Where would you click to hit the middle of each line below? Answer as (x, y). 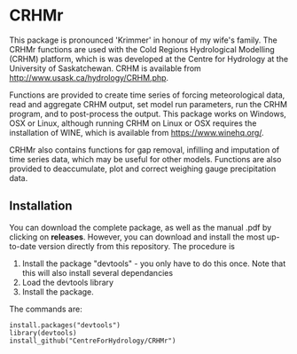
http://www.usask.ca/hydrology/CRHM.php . (89, 77)
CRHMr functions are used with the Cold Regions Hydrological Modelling (142, 49)
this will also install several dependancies (98, 272)
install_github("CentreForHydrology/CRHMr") (93, 341)
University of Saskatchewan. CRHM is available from (105, 68)
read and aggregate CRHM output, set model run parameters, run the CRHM (148, 104)
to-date (23, 246)
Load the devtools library (67, 282)
